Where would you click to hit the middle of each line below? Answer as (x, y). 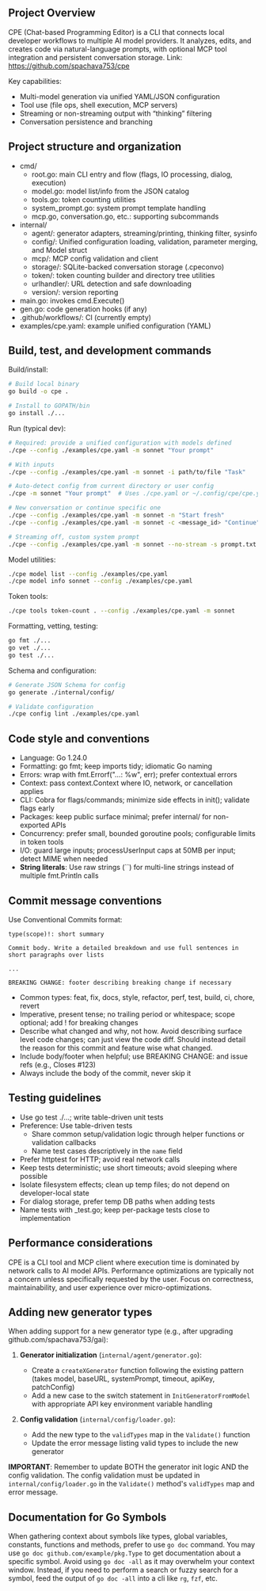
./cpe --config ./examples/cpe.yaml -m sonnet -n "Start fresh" (116, 515)
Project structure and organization (95, 147)
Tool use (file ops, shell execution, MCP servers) (99, 105)
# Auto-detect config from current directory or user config (111, 486)
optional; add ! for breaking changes (79, 1022)
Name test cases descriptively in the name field (107, 1150)
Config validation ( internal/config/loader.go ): (97, 1419)
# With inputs (32, 464)
